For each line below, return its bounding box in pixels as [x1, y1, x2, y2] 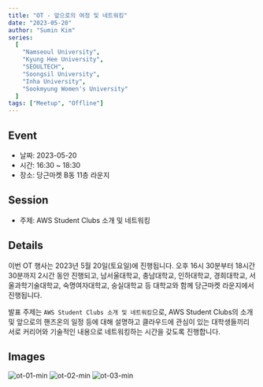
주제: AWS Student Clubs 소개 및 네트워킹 [19, 215, 151, 225]
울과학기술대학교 [8, 281, 60, 290]
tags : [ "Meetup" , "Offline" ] [8, 99, 104, 107]
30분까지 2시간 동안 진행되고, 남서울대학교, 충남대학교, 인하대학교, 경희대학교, [8, 270, 248, 280]
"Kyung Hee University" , [22, 56, 104, 64]
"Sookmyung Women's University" [22, 84, 128, 93]
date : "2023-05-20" [8, 19, 72, 27]
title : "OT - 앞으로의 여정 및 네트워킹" [8, 11, 128, 20]
